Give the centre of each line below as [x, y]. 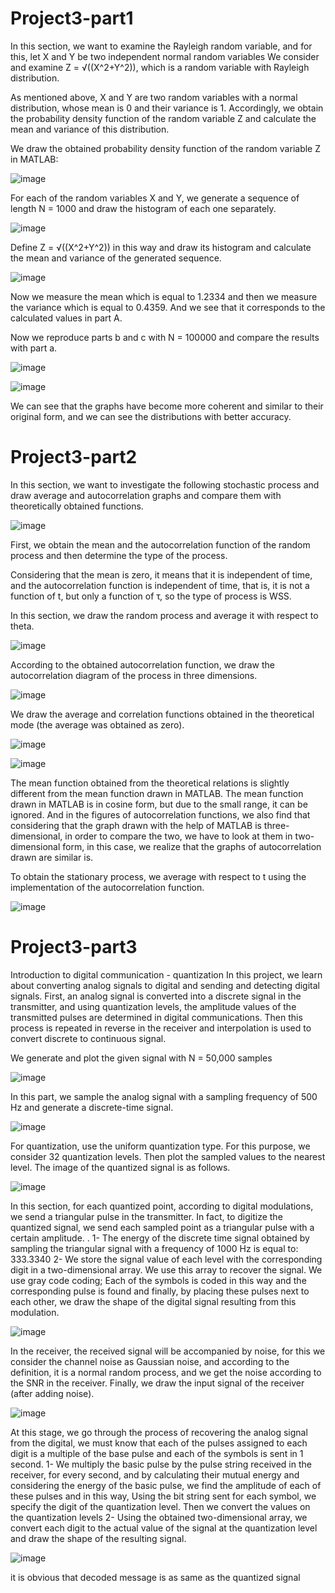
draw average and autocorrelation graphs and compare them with [146, 495]
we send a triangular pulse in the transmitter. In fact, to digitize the [146, 1216]
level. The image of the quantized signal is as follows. [120, 1167]
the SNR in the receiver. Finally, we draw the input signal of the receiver [157, 1383]
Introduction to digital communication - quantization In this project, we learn [166, 974]
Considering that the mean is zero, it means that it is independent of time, [161, 574]
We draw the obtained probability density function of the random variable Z [166, 148]
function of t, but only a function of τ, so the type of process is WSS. [151, 596]
